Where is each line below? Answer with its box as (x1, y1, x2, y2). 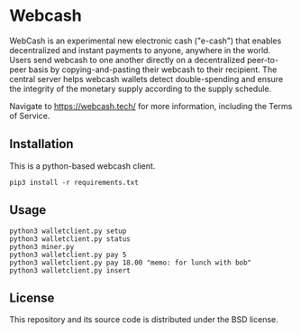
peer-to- (247, 54, 279, 65)
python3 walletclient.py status (9, 234, 131, 244)
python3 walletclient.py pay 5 (9, 250, 127, 259)
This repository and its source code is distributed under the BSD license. (9, 314, 279, 325)
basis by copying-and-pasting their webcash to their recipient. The (28, 64, 278, 75)
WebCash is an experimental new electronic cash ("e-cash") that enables (9, 35, 282, 46)
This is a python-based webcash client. (9, 160, 156, 172)
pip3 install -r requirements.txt (9, 178, 140, 187)
